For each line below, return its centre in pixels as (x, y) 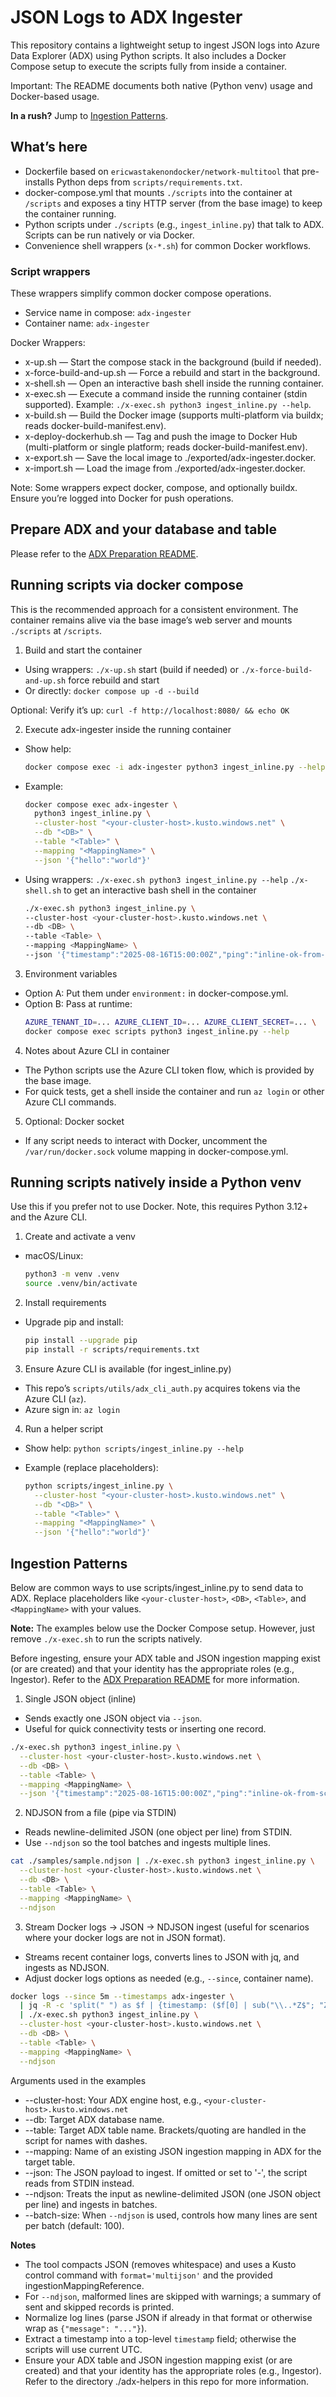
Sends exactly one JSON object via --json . (113, 1718)
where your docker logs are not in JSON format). (125, 1937)
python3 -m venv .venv (72, 1274)
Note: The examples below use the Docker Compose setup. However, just (163, 1628)
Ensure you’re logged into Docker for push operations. (122, 498)
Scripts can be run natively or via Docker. (109, 235)
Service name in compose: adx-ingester (108, 313)
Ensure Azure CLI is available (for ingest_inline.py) (128, 1368)
